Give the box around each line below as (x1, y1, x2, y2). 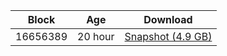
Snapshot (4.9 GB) (124, 30, 213, 43)
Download (143, 13, 193, 26)
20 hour (77, 30, 115, 43)
